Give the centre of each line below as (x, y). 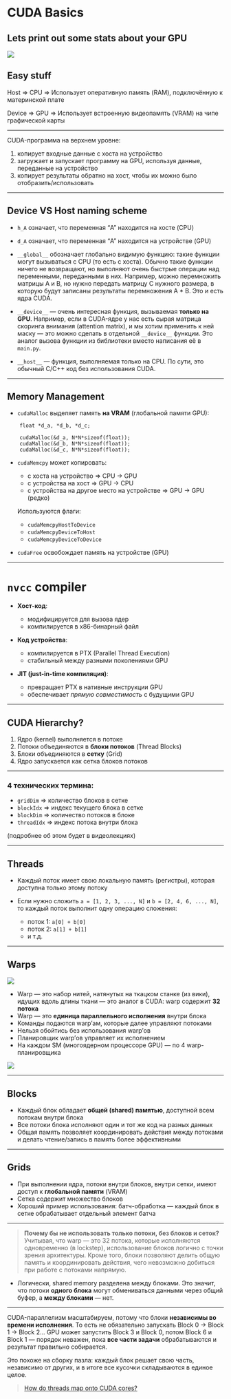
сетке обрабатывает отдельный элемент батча (86, 1213)
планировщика (39, 1053)
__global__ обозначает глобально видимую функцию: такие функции (118, 254)
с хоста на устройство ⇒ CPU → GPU (82, 476)
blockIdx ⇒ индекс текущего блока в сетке (80, 808)
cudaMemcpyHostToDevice (62, 525)
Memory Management (56, 397)
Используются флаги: (49, 512)
